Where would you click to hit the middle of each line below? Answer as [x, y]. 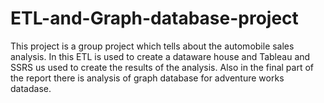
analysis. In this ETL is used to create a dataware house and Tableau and [160, 56]
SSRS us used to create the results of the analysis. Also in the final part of [162, 67]
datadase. [31, 88]
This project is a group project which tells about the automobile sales [152, 46]
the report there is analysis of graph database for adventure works [147, 78]
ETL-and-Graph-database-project [154, 18]
